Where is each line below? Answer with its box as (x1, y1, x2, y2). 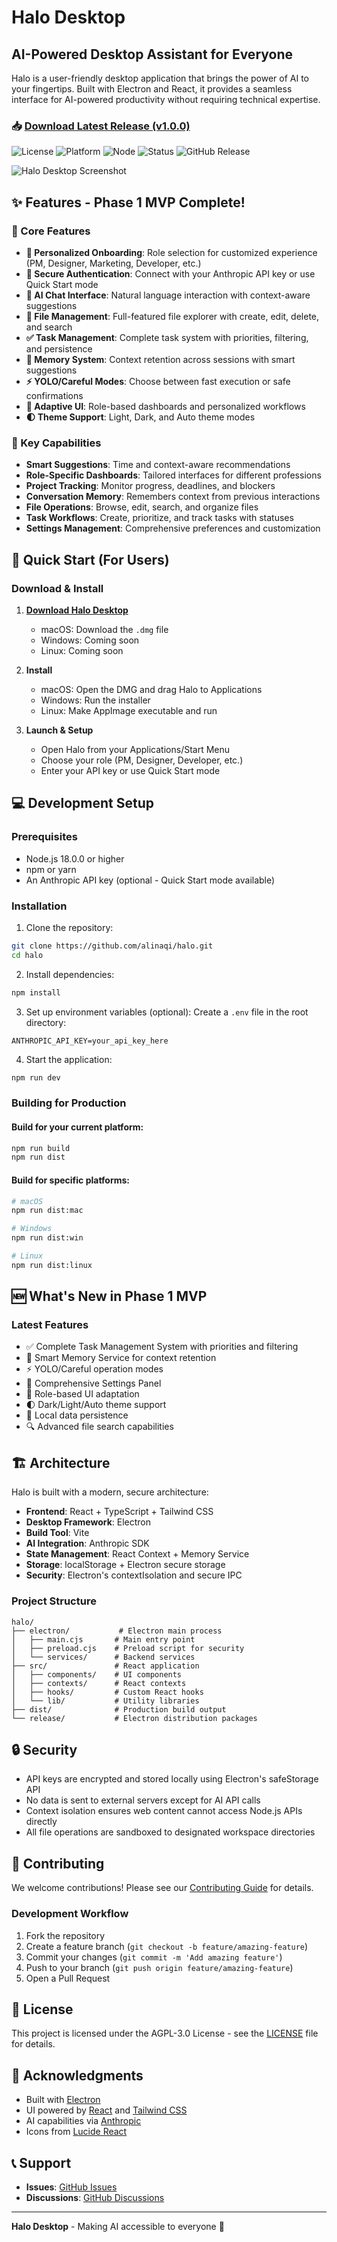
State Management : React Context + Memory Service (25, 1548, 250, 1560)
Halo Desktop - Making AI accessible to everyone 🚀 (11, 2220, 225, 2232)
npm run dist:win (11, 1233, 84, 1243)
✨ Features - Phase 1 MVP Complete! (11, 194, 246, 211)
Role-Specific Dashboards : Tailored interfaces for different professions (25, 469, 322, 481)
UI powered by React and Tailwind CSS (25, 2104, 188, 2116)
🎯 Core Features (11, 224, 91, 238)
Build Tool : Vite (25, 1527, 90, 1539)
